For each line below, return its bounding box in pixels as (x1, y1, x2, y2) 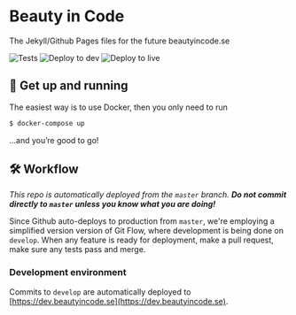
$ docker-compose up (9, 119, 86, 127)
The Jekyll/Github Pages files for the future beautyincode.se (9, 35, 230, 46)
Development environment (9, 266, 127, 279)
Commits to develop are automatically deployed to (9, 286, 191, 297)
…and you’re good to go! (9, 134, 99, 145)
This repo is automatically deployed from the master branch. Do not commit (9, 189, 287, 200)
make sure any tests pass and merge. (9, 244, 146, 255)
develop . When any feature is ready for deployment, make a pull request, (9, 234, 275, 245)
